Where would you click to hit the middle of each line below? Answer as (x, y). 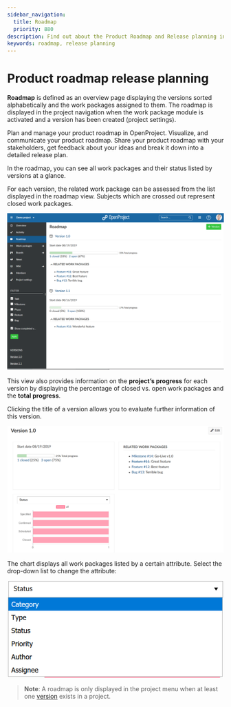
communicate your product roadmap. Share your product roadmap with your (115, 141)
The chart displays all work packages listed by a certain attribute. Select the (114, 563)
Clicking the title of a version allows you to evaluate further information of (111, 409)
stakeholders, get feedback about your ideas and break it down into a (106, 147)
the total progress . (34, 396)
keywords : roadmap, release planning (61, 44)
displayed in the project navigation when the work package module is (106, 112)
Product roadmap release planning (108, 79)
